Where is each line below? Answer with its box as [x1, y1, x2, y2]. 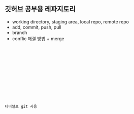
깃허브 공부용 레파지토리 [5, 5, 76, 14]
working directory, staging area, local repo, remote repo [12, 18, 129, 24]
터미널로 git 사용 [5, 104, 38, 109]
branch [12, 30, 27, 36]
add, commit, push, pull [12, 24, 61, 30]
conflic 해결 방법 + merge [12, 35, 64, 42]
